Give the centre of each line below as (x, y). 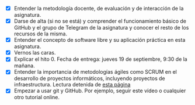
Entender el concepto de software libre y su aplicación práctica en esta (100, 40)
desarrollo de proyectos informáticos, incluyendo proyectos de (89, 78)
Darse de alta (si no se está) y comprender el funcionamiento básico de (100, 21)
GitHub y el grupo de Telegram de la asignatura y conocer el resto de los (101, 28)
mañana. (25, 66)
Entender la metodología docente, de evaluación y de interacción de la (99, 8)
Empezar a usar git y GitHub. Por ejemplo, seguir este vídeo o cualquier (100, 91)
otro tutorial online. (36, 97)
